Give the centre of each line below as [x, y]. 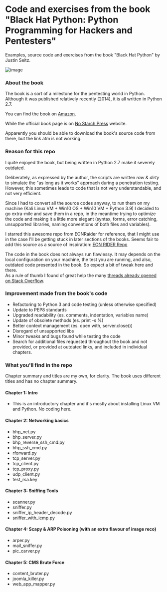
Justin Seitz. [18, 60]
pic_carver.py [26, 551]
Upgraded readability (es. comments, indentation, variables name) [80, 315]
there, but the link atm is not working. [43, 139]
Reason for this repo [30, 152]
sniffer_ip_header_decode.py [42, 512]
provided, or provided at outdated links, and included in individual [80, 347]
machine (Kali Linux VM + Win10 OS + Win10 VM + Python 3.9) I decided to [82, 208]
